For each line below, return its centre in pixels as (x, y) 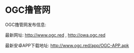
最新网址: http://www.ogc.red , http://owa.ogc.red (55, 35)
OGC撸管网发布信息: (26, 25)
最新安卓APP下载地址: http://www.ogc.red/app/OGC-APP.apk (67, 45)
